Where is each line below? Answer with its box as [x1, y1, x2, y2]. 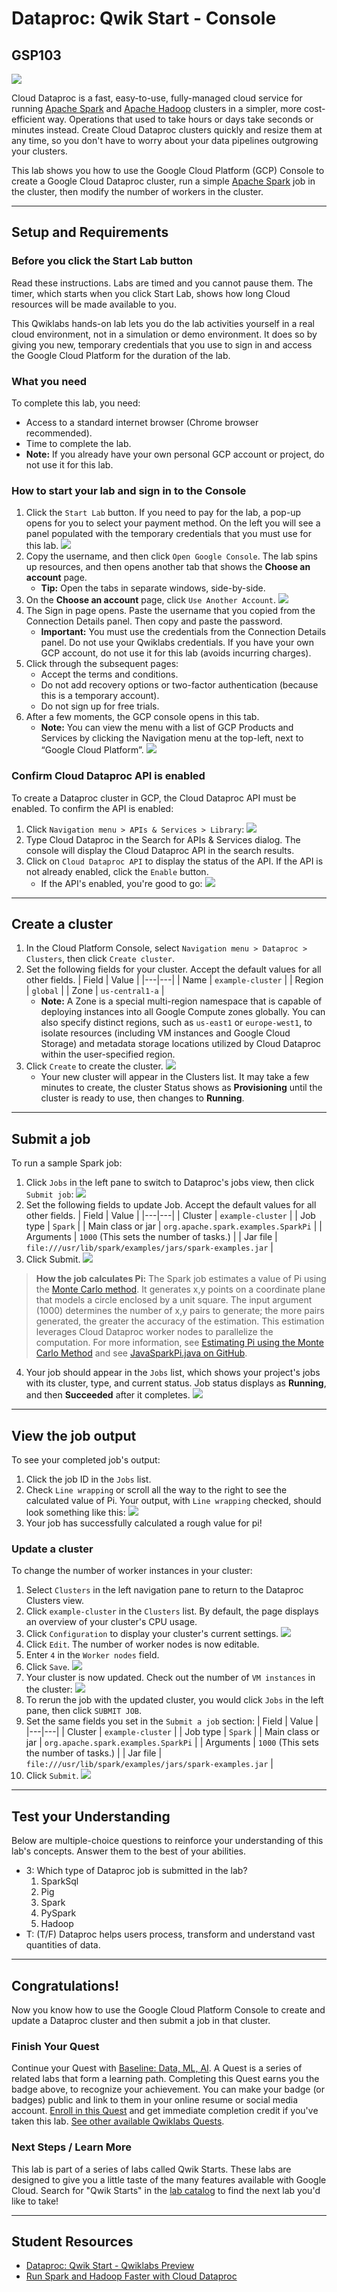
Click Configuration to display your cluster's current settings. [25, 1628, 279, 1640]
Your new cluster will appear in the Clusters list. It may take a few [40, 1071, 310, 1083]
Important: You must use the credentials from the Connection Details [40, 626, 327, 638]
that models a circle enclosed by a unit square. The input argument [35, 1294, 313, 1306]
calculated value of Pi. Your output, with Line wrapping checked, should [25, 1495, 322, 1507]
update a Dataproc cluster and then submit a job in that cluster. [11, 2014, 271, 2026]
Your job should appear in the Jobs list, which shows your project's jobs [25, 1367, 321, 1379]
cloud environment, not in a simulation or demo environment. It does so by [11, 328, 318, 340]
